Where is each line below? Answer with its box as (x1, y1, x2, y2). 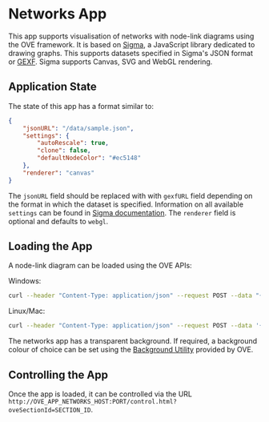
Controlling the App (8, 368, 108, 381)
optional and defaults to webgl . (8, 216, 109, 226)
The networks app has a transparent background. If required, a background (8, 336, 258, 346)
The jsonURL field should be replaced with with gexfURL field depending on (8, 191, 253, 200)
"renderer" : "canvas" (22, 169, 94, 177)
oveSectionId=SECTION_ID (8, 406, 91, 414)
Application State (8, 80, 98, 94)
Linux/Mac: (8, 306, 46, 316)
